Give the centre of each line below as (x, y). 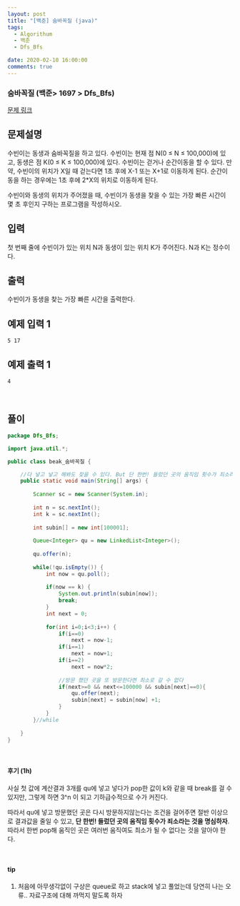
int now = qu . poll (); (78, 574)
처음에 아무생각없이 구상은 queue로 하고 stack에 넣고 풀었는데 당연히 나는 (121, 886)
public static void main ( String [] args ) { (84, 481)
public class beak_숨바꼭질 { (49, 461)
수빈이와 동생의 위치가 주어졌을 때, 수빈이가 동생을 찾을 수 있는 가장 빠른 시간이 (117, 195)
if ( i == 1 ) (71, 647)
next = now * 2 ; (92, 667)
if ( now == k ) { (68, 587)
